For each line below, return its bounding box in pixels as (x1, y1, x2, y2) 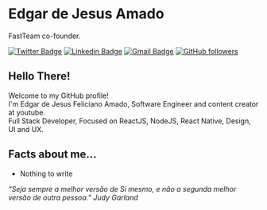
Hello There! (8, 69, 71, 84)
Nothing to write (19, 169, 73, 178)
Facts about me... (8, 148, 97, 161)
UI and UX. (8, 124, 44, 134)
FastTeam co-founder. (8, 31, 81, 41)
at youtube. (8, 107, 46, 117)
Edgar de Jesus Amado (8, 5, 164, 23)
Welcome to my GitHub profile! (8, 91, 109, 100)
